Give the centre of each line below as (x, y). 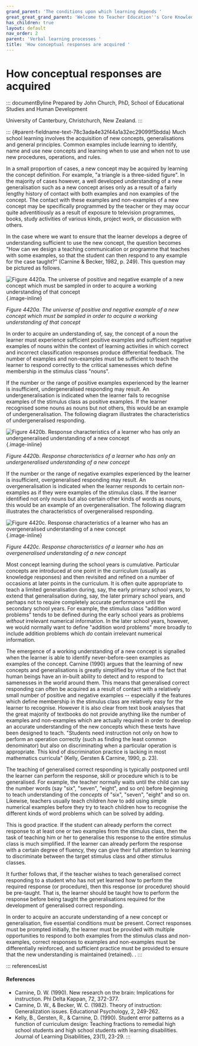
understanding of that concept (43, 322)
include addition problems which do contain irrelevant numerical (84, 634)
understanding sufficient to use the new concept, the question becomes (94, 242)
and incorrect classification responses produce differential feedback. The (95, 352)
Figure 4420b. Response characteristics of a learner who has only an (91, 456)
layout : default (26, 28)
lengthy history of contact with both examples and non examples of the (93, 193)
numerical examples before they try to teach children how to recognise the (97, 807)
